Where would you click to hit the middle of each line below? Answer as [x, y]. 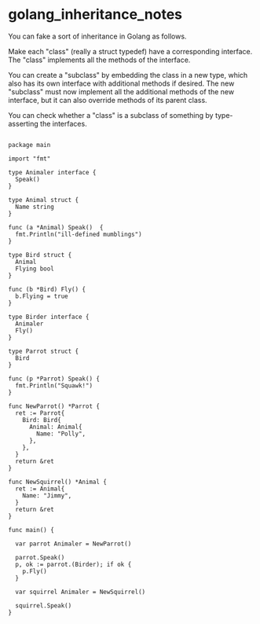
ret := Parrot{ [40, 413]
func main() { [31, 530]
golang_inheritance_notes [95, 15]
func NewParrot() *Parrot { [54, 406]
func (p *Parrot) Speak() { [54, 379]
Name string [35, 207]
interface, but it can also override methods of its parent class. [108, 100]
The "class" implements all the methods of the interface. [99, 60]
